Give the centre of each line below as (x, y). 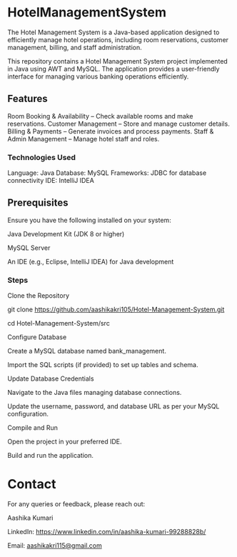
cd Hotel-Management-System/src (59, 323)
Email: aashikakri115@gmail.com (55, 546)
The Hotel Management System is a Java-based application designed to (114, 32)
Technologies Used (42, 157)
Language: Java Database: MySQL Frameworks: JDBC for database (107, 173)
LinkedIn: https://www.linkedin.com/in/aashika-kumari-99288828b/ (107, 532)
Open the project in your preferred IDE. (65, 442)
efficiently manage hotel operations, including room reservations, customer (118, 39)
